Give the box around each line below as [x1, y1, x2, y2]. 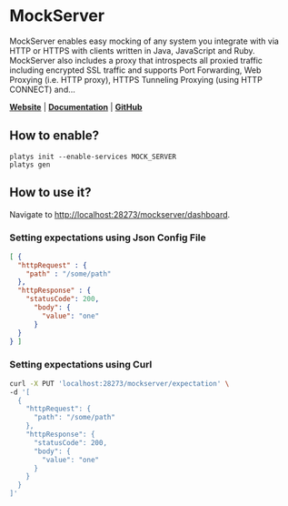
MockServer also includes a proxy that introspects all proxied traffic [9, 55, 263, 66]
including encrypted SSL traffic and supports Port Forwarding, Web [9, 65, 262, 76]
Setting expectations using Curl [9, 359, 153, 371]
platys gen [9, 160, 51, 169]
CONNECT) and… [9, 84, 75, 95]
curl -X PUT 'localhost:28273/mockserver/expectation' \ [9, 379, 230, 388]
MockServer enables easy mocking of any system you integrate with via [9, 35, 280, 46]
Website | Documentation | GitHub [9, 101, 143, 112]
